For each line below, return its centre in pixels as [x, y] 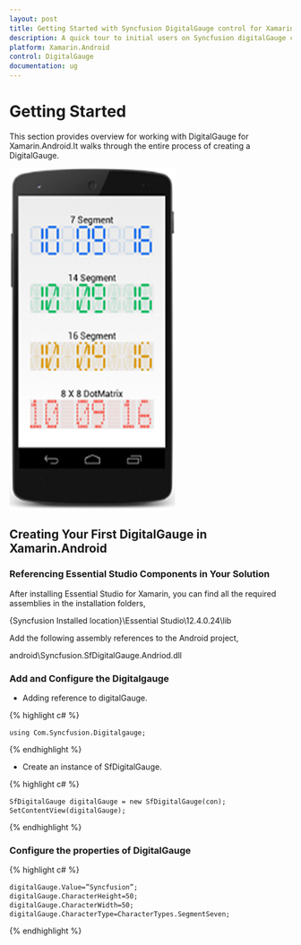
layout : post [34, 19]
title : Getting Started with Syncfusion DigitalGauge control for [136, 28]
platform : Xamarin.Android [60, 47]
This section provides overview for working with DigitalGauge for [129, 136]
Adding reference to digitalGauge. [85, 698]
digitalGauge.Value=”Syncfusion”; [74, 888]
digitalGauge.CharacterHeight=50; [74, 897]
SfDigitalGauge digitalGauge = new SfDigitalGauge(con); [118, 802]
